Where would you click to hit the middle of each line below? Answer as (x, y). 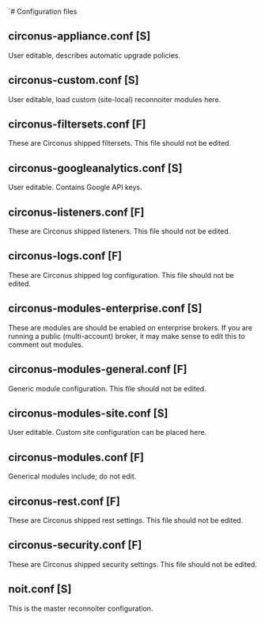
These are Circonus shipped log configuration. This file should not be (121, 275)
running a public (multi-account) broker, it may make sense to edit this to (127, 336)
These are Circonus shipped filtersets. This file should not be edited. (120, 143)
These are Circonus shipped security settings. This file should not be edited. (132, 564)
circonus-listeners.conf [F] (76, 212)
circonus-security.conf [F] (75, 545)
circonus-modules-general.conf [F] (98, 370)
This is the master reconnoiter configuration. (81, 608)
